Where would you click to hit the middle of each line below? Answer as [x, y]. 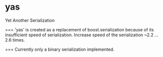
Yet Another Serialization [30, 20]
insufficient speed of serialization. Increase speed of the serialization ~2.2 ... [82, 35]
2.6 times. [15, 40]
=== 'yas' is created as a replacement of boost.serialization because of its [80, 29]
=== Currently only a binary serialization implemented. [60, 49]
